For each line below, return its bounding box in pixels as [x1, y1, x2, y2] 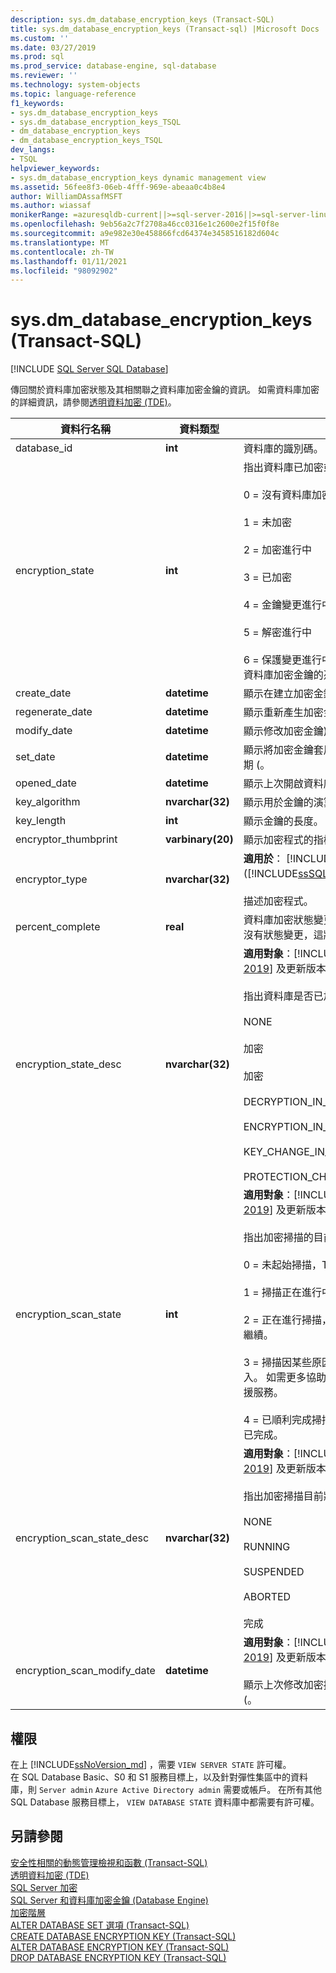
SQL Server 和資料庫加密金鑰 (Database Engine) [10, 1894, 209, 1906]
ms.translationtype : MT [10, 237, 110, 248]
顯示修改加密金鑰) [243, 724, 328, 738]
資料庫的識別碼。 [243, 442, 324, 456]
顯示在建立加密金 [243, 687, 324, 701]
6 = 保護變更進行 [243, 653, 322, 667]
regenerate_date [15, 705, 93, 719]
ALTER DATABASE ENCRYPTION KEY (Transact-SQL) [10, 1941, 230, 1953]
